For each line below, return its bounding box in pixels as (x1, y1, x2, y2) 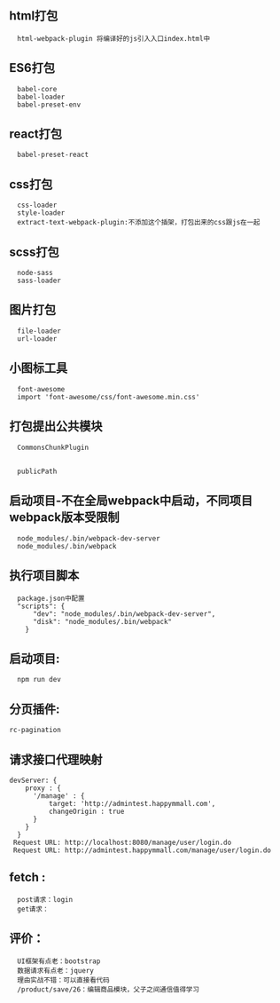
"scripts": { (17, 602, 66, 611)
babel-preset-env (17, 100, 82, 109)
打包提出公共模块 (9, 419, 103, 434)
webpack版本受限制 (9, 509, 120, 525)
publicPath (17, 467, 58, 476)
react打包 (9, 127, 62, 142)
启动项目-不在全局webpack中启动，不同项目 (9, 494, 253, 509)
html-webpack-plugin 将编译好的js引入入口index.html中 (17, 34, 211, 43)
